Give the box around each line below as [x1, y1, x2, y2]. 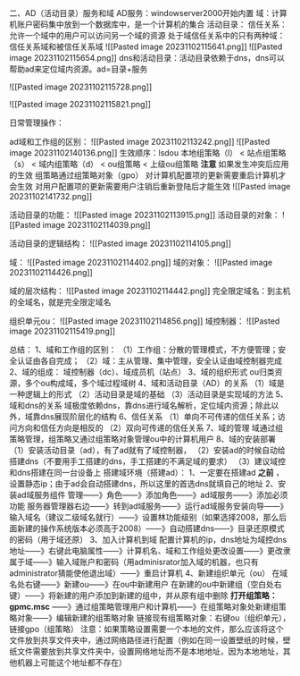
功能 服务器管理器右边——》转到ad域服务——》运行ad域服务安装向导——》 [9, 501, 288, 511]
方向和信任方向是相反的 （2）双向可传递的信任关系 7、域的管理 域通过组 [16, 423, 284, 433]
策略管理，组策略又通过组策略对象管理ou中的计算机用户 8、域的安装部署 [9, 434, 277, 444]
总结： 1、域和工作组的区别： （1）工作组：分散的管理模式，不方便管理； [9, 344, 279, 355]
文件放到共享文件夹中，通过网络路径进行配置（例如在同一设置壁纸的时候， [9, 635, 283, 646]
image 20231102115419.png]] [9, 325, 116, 336]
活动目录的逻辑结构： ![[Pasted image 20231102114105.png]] [9, 238, 232, 249]
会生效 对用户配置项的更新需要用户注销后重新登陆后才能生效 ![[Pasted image [9, 182, 291, 191]
